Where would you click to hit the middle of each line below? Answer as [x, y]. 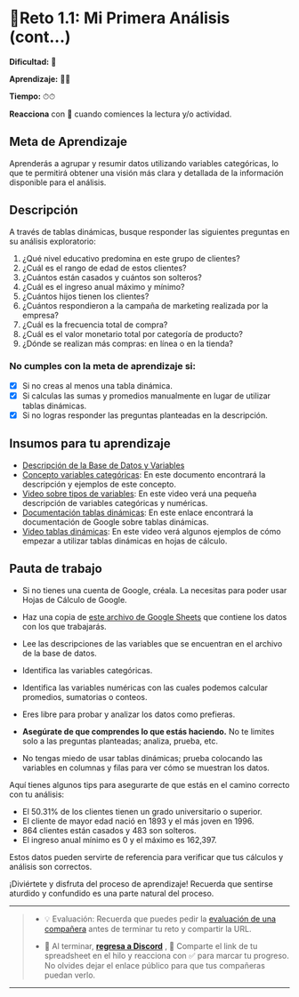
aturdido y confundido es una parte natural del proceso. [112, 893]
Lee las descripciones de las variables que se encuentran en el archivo [152, 643]
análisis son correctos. [51, 866]
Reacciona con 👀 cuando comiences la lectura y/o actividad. [121, 114]
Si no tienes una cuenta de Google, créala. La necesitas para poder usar [154, 590]
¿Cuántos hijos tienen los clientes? [85, 296]
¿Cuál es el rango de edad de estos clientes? [104, 268]
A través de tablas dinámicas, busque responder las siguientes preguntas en [149, 231]
